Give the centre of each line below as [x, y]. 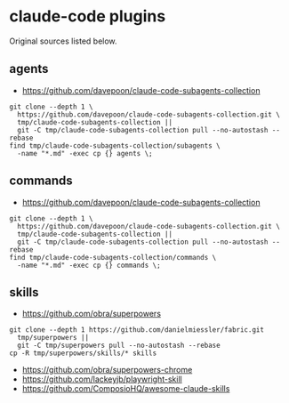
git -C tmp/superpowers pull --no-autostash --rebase [119, 346]
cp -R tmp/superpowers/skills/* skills [83, 353]
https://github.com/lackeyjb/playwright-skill [102, 379]
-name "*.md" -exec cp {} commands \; [89, 265]
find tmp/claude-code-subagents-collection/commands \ [113, 257]
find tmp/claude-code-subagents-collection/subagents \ [115, 145]
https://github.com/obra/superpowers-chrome [107, 370]
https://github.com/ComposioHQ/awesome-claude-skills [126, 389]
